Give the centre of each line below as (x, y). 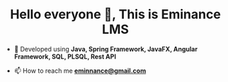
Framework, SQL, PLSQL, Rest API (65, 57)
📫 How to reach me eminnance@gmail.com (80, 71)
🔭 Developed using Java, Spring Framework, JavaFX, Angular (106, 49)
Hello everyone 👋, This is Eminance (115, 14)
